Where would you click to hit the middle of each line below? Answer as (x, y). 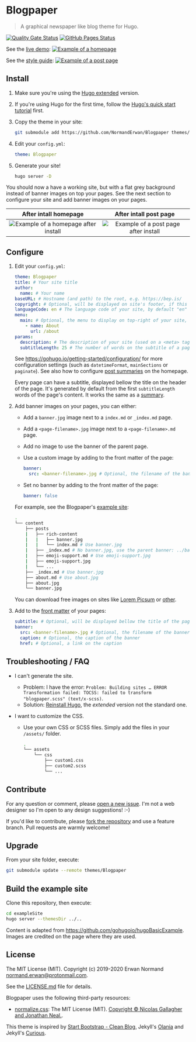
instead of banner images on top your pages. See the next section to (88, 194)
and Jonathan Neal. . (39, 1015)
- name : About (42, 326)
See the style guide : (30, 60)
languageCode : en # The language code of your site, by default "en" (101, 310)
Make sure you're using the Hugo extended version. (77, 93)
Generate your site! (38, 165)
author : (24, 288)
